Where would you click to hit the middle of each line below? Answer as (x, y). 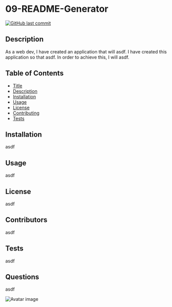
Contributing (26, 113)
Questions (22, 277)
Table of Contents (35, 73)
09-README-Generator (57, 9)
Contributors (26, 220)
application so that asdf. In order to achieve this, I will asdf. (67, 57)
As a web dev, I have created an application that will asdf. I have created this (86, 51)
